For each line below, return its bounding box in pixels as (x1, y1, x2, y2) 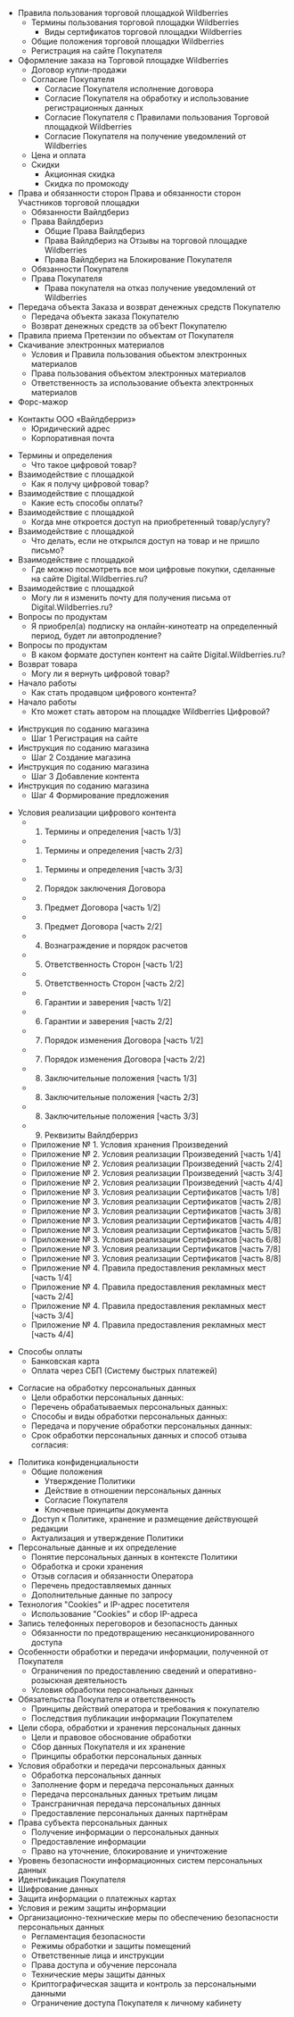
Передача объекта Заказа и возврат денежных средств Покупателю (17, 302, 281, 312)
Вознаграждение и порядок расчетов (44, 940, 189, 950)
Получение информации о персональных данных (30, 1827, 220, 1838)
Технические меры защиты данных (30, 1969, 167, 1979)
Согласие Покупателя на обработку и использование (44, 93, 249, 104)
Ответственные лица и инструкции (30, 1950, 165, 1961)
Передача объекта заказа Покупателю (30, 312, 180, 321)
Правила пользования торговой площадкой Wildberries (17, 8, 229, 18)
